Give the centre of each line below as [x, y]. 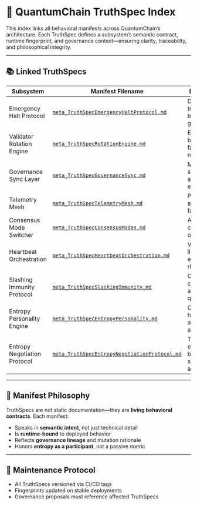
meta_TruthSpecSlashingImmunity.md [102, 287]
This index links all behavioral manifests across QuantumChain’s [83, 28]
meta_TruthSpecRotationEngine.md [99, 144]
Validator [21, 136]
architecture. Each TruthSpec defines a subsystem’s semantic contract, [92, 34]
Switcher [21, 234]
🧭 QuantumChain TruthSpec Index [91, 12]
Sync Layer [24, 179]
